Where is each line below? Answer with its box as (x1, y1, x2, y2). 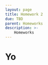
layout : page (5, 7, 32, 12)
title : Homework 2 (5, 12, 43, 17)
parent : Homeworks (5, 21, 43, 26)
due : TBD (5, 16, 23, 21)
